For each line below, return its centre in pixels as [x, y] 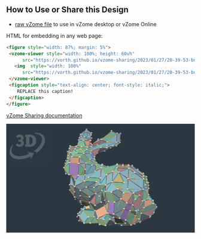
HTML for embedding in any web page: [54, 36]
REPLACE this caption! [45, 91]
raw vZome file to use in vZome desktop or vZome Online [86, 24]
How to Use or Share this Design [67, 10]
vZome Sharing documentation [44, 115]
